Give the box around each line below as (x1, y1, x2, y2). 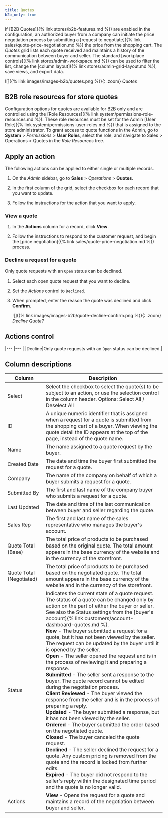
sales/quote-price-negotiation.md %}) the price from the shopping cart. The (5, 42, 162, 48)
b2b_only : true (5, 12, 37, 17)
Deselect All (45, 402, 74, 409)
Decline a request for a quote (5, 256, 77, 263)
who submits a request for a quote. (45, 493, 128, 500)
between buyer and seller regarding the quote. (45, 507, 155, 514)
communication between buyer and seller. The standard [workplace (5, 52, 145, 58)
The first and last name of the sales (45, 515, 129, 522)
